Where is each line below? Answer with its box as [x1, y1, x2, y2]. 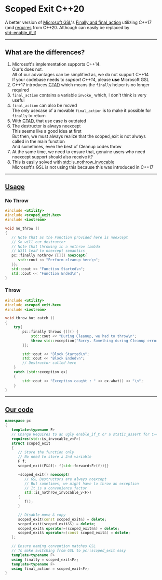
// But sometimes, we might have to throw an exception [24, 481, 139, 486]
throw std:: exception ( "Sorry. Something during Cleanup [30, 338, 146, 343]
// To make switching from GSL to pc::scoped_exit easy [11, 549, 126, 553]
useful [12, 97, 25, 103]
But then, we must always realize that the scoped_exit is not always [12, 133, 146, 139]
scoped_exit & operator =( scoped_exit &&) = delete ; [17, 526, 120, 531]
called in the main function [12, 138, 65, 144]
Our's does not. [12, 66, 43, 72]
